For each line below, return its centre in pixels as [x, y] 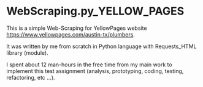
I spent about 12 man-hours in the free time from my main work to [90, 64]
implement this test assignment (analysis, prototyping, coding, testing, [95, 71]
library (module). [27, 52]
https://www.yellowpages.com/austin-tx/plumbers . [71, 34]
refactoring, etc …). [31, 77]
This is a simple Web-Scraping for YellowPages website [77, 28]
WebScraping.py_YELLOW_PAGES [95, 11]
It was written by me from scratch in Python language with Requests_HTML [101, 46]
